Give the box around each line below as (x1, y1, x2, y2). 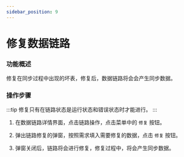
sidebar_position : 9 (6, 8, 59, 15)
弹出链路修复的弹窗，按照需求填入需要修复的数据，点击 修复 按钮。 (15, 132, 182, 139)
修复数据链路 (6, 37, 71, 50)
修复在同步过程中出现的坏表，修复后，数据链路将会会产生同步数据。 (6, 75, 176, 82)
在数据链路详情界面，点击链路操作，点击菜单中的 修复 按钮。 (15, 119, 165, 126)
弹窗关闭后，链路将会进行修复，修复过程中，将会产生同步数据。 (15, 144, 174, 152)
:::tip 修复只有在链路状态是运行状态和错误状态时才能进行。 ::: (6, 106, 157, 114)
